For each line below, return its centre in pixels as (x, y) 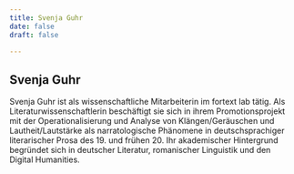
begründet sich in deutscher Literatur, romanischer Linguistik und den (140, 150)
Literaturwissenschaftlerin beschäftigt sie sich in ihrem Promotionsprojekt (147, 111)
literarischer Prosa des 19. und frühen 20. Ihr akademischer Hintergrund (144, 140)
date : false (32, 26)
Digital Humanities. (45, 159)
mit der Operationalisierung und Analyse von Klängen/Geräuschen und (142, 121)
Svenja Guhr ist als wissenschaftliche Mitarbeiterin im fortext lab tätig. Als (147, 102)
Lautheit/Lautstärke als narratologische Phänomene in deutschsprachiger (147, 131)
